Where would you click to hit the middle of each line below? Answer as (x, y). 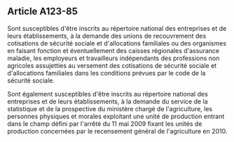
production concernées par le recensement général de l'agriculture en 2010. (117, 131)
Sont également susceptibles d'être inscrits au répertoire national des (108, 94)
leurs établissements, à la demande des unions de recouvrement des (107, 36)
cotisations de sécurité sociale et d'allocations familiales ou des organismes (117, 43)
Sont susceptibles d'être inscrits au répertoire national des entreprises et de (117, 28)
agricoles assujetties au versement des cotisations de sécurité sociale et (112, 65)
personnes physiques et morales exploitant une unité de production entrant (116, 116)
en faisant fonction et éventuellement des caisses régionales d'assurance (113, 50)
